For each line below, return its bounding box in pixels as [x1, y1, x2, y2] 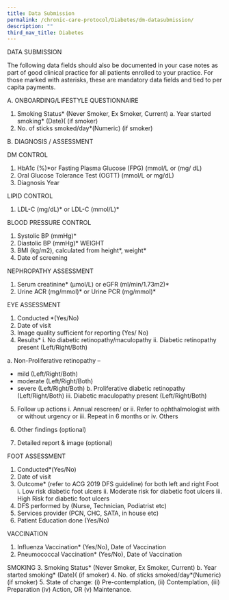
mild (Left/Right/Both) [16, 370, 79, 378]
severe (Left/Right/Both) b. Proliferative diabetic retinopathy [16, 385, 186, 393]
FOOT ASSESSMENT [7, 452, 66, 460]
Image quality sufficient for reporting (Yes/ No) [16, 328, 149, 337]
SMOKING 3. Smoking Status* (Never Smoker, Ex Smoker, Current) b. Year [7, 564, 217, 572]
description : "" [7, 23, 53, 29]
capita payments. [7, 83, 56, 91]
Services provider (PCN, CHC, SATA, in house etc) [16, 509, 159, 518]
